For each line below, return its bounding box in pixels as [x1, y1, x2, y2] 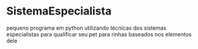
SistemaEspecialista [6, 4, 112, 18]
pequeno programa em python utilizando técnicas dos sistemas [6, 24, 167, 31]
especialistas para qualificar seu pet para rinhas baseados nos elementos [6, 30, 192, 38]
